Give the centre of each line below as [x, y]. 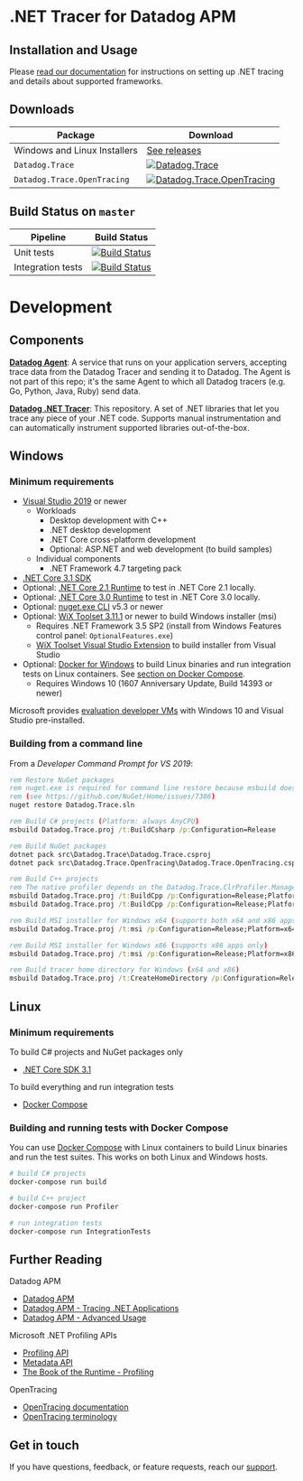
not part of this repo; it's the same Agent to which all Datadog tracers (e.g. [147, 381]
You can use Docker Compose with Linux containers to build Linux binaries [149, 1148]
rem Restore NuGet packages [62, 780]
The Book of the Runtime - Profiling [88, 1372]
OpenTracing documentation [75, 1407]
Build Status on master [73, 212]
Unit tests [34, 252]
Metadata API [48, 1363]
